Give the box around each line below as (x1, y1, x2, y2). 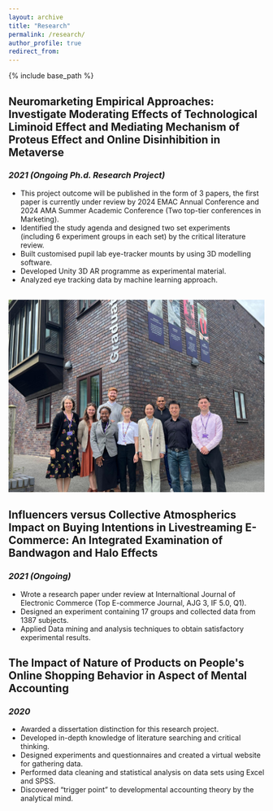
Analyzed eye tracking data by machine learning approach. (19, 274, 218, 284)
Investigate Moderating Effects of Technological (8, 107, 258, 121)
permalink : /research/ (8, 30, 85, 38)
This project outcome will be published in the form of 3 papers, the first (19, 188, 259, 198)
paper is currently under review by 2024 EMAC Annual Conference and (19, 196, 260, 207)
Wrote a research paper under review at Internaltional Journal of (19, 589, 236, 598)
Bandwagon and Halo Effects (8, 546, 158, 560)
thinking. (19, 742, 50, 752)
